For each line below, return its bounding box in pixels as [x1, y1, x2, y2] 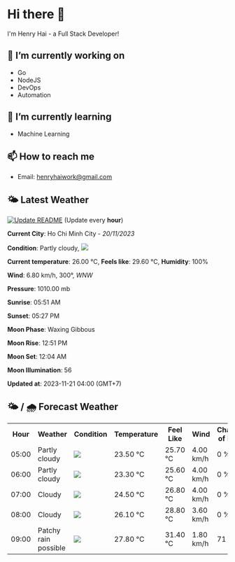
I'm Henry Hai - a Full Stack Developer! [7, 29, 120, 38]
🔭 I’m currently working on [7, 50, 125, 62]
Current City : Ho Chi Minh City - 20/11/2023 [7, 230, 135, 238]
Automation [17, 90, 51, 99]
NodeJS [17, 76, 41, 84]
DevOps [17, 83, 41, 92]
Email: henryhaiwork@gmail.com [17, 173, 113, 181]
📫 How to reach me [7, 150, 95, 162]
